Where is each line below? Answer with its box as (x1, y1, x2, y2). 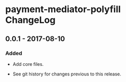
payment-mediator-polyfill (5, 4, 121, 15)
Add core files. (12, 61, 44, 67)
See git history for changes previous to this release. (12, 71, 121, 77)
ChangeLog (5, 14, 56, 26)
